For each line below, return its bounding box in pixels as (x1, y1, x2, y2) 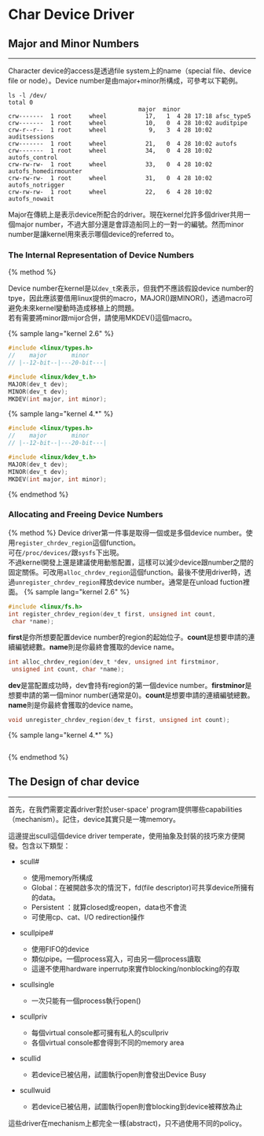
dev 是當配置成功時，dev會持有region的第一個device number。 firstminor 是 (8, 681, 252, 690)
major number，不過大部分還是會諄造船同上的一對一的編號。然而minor (14, 220, 244, 229)
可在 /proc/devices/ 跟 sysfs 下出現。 (8, 547, 124, 557)
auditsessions (8, 133, 55, 141)
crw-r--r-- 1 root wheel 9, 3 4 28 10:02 (8, 126, 213, 134)
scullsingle (19, 979, 55, 989)
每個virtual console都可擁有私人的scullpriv (31, 1027, 169, 1037)
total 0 (8, 98, 34, 106)
